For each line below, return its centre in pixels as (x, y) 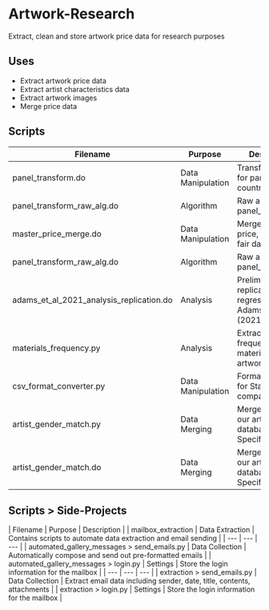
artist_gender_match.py (57, 424)
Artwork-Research (72, 14)
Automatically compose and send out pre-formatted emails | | (110, 555)
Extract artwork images (58, 98)
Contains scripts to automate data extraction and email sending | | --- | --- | (133, 539)
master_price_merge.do (57, 233)
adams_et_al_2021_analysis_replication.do (93, 300)
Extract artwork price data (63, 80)
